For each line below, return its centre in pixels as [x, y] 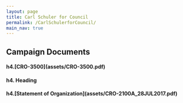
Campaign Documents [48, 51]
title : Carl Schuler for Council [47, 17]
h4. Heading [22, 80]
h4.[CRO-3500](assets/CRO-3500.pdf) [56, 67]
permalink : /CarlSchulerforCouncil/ [51, 22]
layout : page [22, 11]
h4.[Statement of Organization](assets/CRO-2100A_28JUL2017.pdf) [92, 94]
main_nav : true [25, 28]
